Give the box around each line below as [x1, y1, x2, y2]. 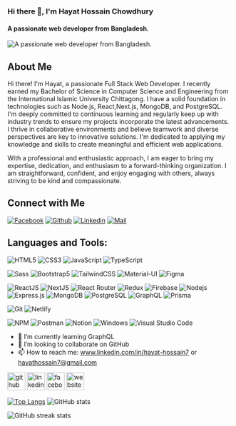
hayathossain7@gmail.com [17, 358, 98, 366]
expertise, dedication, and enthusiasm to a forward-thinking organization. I [7, 161, 227, 170]
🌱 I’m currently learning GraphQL [17, 332, 115, 341]
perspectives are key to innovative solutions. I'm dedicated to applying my [7, 132, 226, 141]
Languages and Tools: [7, 237, 108, 249]
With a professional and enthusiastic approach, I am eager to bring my [7, 153, 214, 162]
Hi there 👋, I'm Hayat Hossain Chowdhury [7, 6, 154, 16]
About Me [7, 61, 52, 73]
